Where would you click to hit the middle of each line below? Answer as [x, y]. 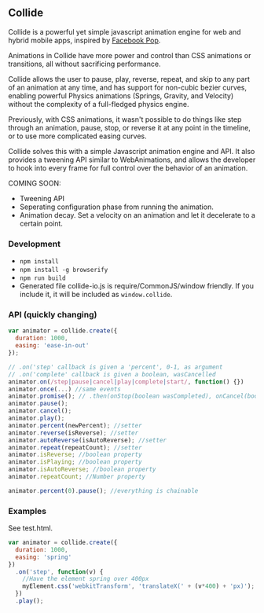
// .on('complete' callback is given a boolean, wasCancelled [112, 374]
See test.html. [31, 528]
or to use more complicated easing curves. [77, 136]
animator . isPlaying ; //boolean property [75, 462]
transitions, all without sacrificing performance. [84, 64]
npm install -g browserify [64, 270]
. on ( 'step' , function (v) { [59, 572]
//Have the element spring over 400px [86, 579]
